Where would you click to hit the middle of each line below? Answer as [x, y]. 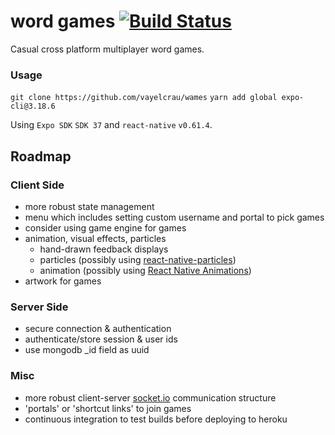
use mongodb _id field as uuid [87, 350]
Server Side [39, 307]
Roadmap [41, 156]
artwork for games [63, 281]
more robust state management [89, 206]
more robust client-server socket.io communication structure [150, 397]
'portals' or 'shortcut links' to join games [108, 408]
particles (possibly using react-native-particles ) [138, 259]
